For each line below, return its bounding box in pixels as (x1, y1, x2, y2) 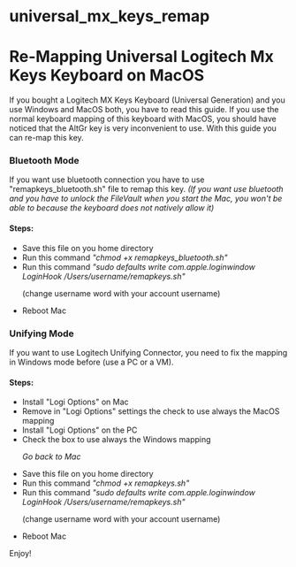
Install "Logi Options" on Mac (21, 396, 130, 408)
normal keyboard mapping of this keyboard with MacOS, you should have (9, 113, 277, 125)
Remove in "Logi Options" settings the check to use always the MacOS (21, 406, 280, 417)
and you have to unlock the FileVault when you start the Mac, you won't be (9, 193, 283, 204)
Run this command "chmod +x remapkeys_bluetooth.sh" (21, 252, 228, 263)
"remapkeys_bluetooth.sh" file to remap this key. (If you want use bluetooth (9, 184, 285, 195)
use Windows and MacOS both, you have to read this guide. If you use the (9, 104, 280, 115)
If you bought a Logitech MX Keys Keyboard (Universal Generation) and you (9, 95, 285, 105)
